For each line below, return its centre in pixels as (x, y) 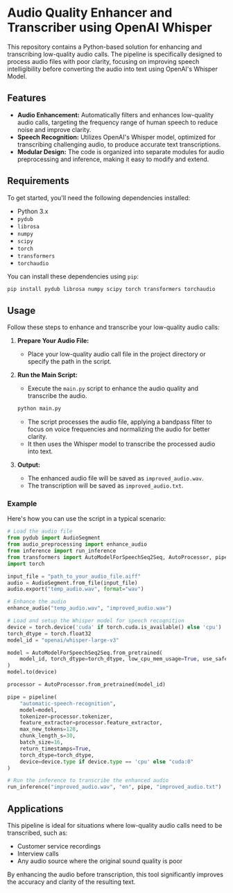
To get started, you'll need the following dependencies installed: (99, 198)
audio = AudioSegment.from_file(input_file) (72, 583)
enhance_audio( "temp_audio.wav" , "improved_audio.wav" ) (89, 608)
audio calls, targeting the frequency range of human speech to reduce (118, 122)
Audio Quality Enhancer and (90, 13)
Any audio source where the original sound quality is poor (100, 861)
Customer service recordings (59, 846)
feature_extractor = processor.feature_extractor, (91, 723)
